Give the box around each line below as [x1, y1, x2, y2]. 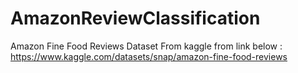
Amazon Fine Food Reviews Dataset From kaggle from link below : [10, 40, 283, 52]
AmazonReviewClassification [10, 7, 261, 30]
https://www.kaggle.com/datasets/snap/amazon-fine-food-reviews [10, 50, 288, 62]
